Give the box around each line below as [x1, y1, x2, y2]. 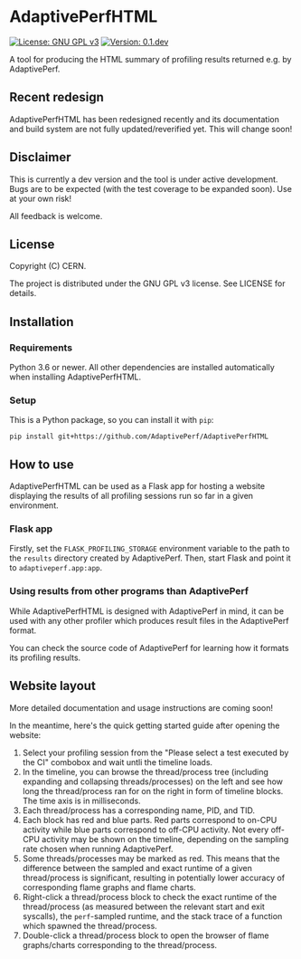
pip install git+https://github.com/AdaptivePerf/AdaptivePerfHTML [9, 432, 269, 441]
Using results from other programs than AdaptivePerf [9, 585, 249, 598]
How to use [9, 456, 74, 472]
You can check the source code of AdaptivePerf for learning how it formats [9, 642, 289, 653]
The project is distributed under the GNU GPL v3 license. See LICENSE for [9, 278, 287, 289]
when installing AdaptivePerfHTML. [9, 371, 142, 382]
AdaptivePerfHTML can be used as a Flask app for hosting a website [9, 481, 266, 492]
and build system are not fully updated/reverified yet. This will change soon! [9, 123, 293, 134]
